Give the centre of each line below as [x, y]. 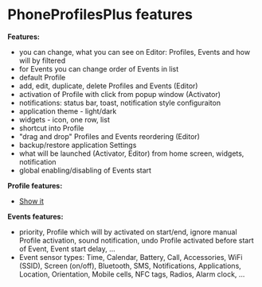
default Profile [42, 77]
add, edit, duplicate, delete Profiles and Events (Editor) [108, 86]
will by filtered [42, 60]
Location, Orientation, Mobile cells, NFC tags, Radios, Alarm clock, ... [132, 274]
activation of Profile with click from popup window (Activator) [119, 94]
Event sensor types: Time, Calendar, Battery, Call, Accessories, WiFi [131, 257]
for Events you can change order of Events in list [99, 68]
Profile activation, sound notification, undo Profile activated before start [136, 240]
